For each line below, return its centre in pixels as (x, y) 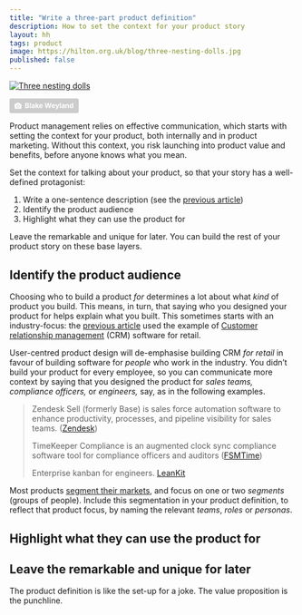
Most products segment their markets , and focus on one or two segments (147, 491)
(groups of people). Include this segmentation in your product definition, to (149, 501)
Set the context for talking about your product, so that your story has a (141, 172)
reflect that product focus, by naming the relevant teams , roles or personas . (151, 510)
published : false (42, 60)
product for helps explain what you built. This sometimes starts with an (141, 316)
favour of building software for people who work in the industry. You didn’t (148, 363)
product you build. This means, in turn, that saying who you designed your (148, 307)
